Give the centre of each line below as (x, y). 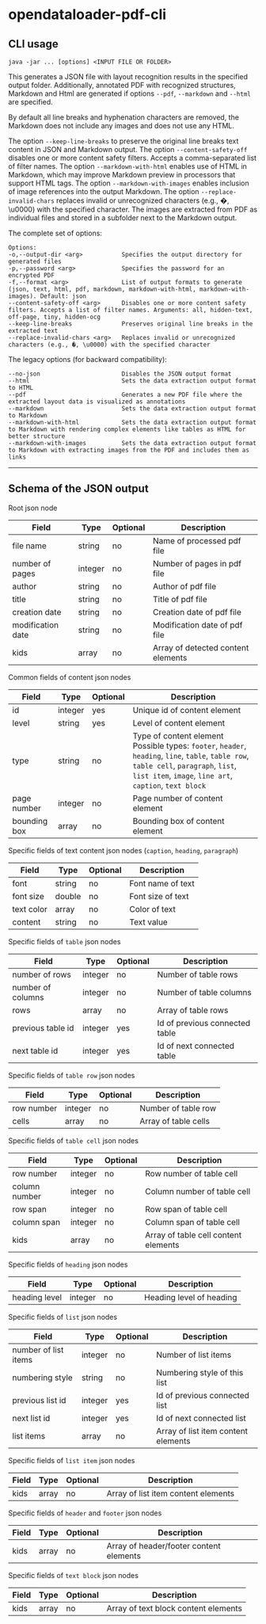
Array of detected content (201, 647)
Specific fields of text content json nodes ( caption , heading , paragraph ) (123, 850)
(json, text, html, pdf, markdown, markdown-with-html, (102, 289)
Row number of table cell (192, 1173)
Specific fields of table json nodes (65, 941)
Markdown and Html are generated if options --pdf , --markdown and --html (129, 93)
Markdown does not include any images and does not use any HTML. (122, 126)
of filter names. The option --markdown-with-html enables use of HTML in (128, 166)
